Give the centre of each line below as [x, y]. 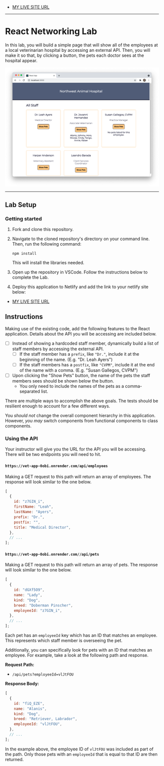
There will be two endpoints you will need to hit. [53, 454]
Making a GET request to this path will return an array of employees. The [78, 476]
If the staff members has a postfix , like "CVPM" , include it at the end [87, 364]
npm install [24, 253]
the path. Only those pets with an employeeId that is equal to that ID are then [81, 754]
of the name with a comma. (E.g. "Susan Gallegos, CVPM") [79, 370]
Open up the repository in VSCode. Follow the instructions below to [80, 272]
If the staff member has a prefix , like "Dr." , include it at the [79, 354]
